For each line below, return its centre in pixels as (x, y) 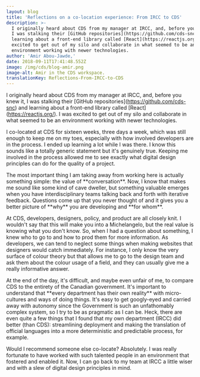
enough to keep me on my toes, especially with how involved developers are (100, 138)
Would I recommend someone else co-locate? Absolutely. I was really (91, 349)
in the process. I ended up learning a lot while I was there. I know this (91, 145)
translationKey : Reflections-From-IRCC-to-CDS (65, 78)
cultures (16, 300)
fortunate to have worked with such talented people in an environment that (98, 356)
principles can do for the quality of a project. (61, 164)
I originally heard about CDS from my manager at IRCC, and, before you (94, 95)
